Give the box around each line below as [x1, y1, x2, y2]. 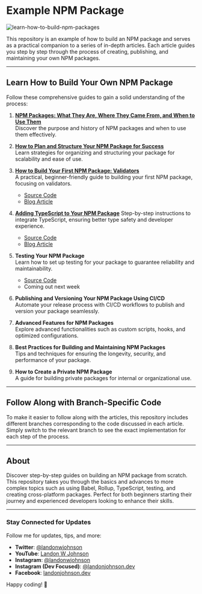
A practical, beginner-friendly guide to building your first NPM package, [14, 173, 193, 181]
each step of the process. [6, 433, 70, 440]
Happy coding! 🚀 [6, 581, 48, 588]
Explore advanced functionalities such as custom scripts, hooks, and [14, 325, 186, 333]
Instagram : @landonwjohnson [14, 556, 90, 563]
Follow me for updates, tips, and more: [6, 531, 102, 539]
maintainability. [14, 264, 53, 272]
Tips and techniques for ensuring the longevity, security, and [14, 350, 166, 357]
